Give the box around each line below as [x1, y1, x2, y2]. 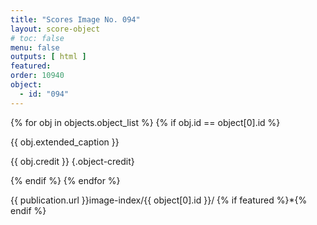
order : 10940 [10, 71, 65, 81]
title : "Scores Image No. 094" [10, 14, 141, 25]
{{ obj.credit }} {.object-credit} [10, 155, 135, 167]
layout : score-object [10, 24, 101, 34]
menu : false [10, 42, 60, 53]
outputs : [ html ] [10, 52, 87, 62]
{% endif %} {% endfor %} [10, 174, 121, 186]
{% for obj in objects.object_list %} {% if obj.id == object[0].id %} [10, 116, 281, 128]
